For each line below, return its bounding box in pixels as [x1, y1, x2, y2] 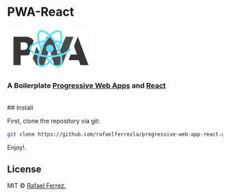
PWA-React [7, 4, 75, 20]
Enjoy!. [7, 143, 27, 151]
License [7, 163, 42, 175]
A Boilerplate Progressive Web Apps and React [7, 80, 166, 90]
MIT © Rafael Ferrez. [7, 181, 66, 189]
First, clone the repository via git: [7, 117, 101, 125]
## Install [7, 103, 34, 112]
